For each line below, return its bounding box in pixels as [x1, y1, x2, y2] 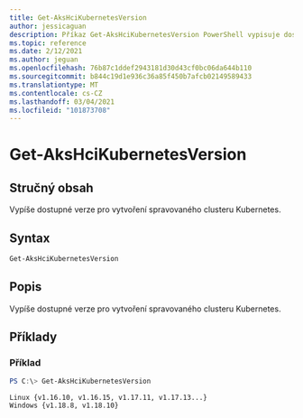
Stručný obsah [9, 180, 94, 195]
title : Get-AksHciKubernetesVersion [9, 13, 147, 23]
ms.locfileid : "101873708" [9, 106, 111, 115]
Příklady [9, 330, 58, 345]
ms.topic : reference [9, 38, 87, 48]
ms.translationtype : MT [9, 80, 99, 89]
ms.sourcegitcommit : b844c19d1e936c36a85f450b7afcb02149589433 [9, 72, 252, 81]
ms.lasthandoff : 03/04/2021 [9, 97, 115, 107]
